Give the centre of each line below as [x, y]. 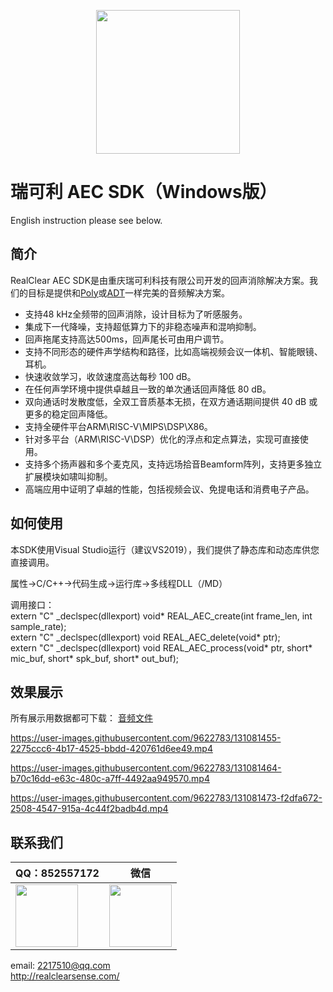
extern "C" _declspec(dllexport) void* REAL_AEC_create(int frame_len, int [161, 616]
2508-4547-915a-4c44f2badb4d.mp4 [89, 809]
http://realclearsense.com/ [65, 976]
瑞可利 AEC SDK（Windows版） [144, 192]
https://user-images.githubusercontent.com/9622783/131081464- [146, 768]
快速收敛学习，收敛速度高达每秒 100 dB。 [110, 376]
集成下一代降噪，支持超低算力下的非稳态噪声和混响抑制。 [143, 326]
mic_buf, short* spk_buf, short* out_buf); [95, 658]
